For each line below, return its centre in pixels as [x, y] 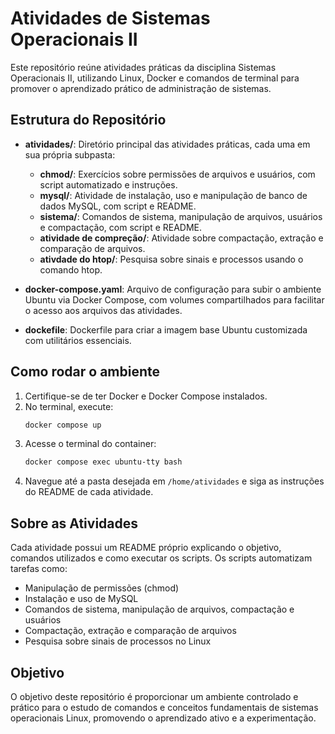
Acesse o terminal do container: [90, 444]
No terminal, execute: [69, 406]
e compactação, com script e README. [121, 227]
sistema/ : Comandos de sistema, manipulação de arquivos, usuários [181, 216]
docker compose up [63, 425]
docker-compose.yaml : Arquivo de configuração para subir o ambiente [173, 289]
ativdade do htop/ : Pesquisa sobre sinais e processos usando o [171, 259]
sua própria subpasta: [70, 154]
